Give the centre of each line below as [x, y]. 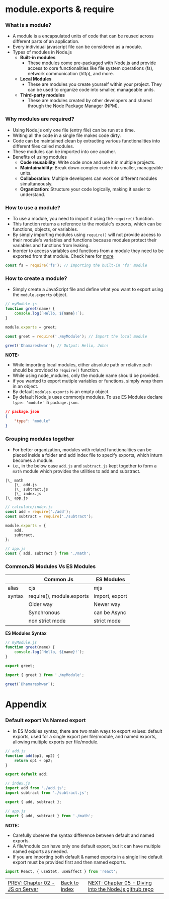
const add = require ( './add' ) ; [38, 512]
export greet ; [20, 666]
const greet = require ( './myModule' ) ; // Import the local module [76, 336]
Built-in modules [38, 58]
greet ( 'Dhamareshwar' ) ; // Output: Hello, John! [57, 345]
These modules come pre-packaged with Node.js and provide [92, 63]
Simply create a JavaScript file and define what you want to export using [88, 290]
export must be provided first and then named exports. [69, 862]
